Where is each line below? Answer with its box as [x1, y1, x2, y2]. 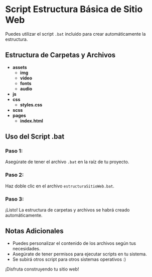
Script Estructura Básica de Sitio [5, 4, 143, 15]
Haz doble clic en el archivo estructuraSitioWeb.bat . [5, 183, 114, 189]
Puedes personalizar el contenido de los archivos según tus [12, 240, 136, 246]
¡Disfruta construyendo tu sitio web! [5, 266, 79, 272]
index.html [20, 117, 44, 124]
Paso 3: [5, 195, 24, 202]
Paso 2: [5, 171, 24, 178]
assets [12, 64, 27, 70]
